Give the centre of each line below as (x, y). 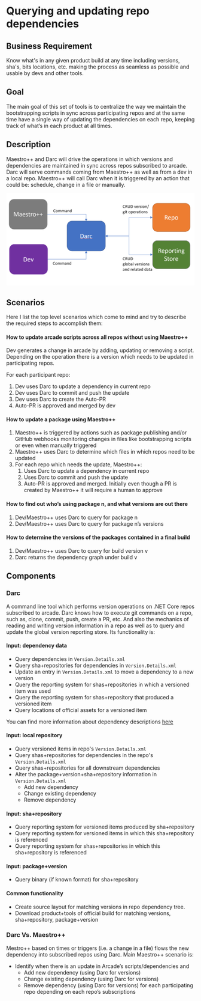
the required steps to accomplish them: (54, 323)
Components (31, 576)
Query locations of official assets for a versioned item (81, 710)
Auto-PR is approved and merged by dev (65, 406)
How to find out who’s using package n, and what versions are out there (97, 504)
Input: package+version (37, 866)
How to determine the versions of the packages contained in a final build (98, 537)
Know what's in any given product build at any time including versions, (93, 60)
